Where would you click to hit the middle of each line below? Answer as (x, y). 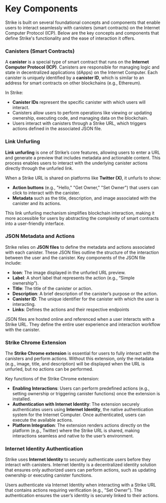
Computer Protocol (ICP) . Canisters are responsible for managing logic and (82, 67)
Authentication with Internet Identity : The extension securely (76, 404)
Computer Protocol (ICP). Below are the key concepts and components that (82, 33)
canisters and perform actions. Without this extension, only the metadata (80, 359)
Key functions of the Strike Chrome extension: (52, 379)
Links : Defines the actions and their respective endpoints (71, 309)
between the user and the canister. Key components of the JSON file (75, 257)
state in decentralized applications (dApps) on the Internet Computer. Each (82, 72)
